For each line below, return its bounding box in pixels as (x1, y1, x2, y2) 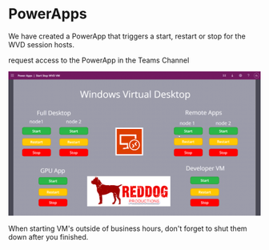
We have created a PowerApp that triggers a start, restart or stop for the (8, 31, 246, 41)
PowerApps (8, 5, 87, 23)
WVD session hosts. (8, 39, 74, 49)
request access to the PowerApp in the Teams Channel (8, 55, 190, 65)
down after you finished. (8, 232, 89, 241)
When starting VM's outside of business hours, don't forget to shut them (8, 224, 247, 233)
